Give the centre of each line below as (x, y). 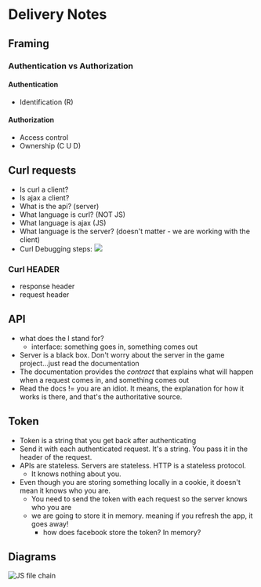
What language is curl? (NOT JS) (72, 215)
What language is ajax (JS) (63, 222)
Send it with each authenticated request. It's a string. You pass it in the (134, 449)
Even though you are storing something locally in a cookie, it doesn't (130, 482)
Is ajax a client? (44, 197)
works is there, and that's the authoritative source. (101, 396)
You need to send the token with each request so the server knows (140, 499)
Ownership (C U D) (50, 145)
